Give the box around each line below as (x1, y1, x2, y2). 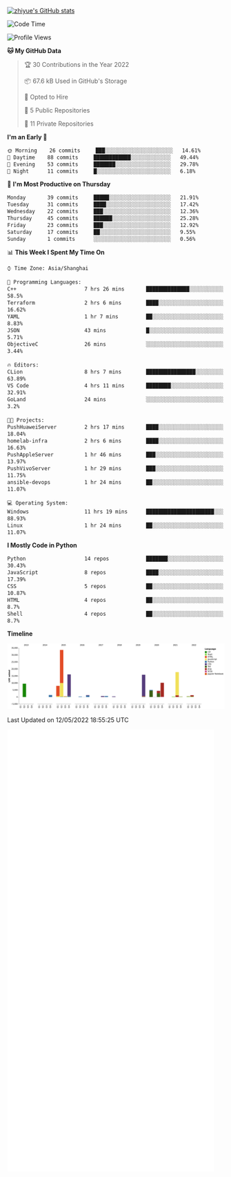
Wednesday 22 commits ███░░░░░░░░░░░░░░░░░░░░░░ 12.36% (7, 208, 199, 215)
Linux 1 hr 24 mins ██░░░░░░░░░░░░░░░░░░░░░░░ (7, 522, 224, 529)
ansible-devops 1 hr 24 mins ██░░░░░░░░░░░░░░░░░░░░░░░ (7, 479, 224, 486)
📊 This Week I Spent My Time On (7, 249, 105, 256)
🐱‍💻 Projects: (7, 417, 45, 424)
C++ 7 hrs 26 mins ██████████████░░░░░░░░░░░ (7, 286, 224, 293)
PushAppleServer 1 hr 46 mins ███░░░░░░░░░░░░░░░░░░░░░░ (7, 451, 224, 458)
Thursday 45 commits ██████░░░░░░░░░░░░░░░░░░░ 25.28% (7, 215, 199, 222)
